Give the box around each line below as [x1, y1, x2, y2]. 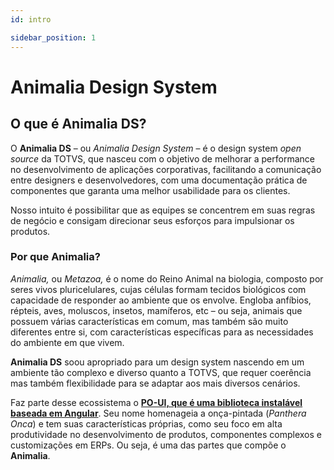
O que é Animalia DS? [10, 116, 147, 133]
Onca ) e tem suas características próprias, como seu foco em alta [10, 417, 283, 430]
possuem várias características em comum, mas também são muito [10, 315, 289, 327]
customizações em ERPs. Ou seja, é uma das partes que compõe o [10, 439, 287, 451]
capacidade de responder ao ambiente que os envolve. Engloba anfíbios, [10, 294, 312, 306]
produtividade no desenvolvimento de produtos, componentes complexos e [10, 428, 322, 440]
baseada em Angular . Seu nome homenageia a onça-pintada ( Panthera [10, 407, 307, 419]
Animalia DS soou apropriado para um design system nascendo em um [10, 356, 305, 368]
